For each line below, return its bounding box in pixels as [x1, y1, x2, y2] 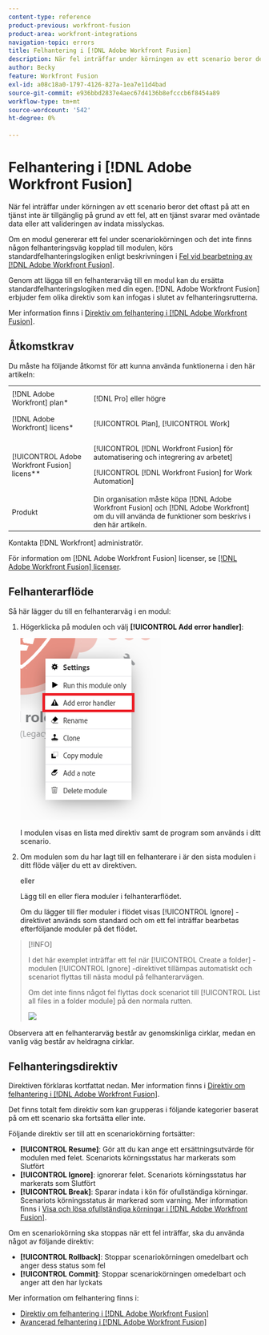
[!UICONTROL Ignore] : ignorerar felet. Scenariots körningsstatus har [19, 1170, 247, 1180]
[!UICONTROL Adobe [11, 451, 82, 461]
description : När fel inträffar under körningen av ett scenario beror [8, 55, 252, 63]
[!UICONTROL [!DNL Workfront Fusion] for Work [93, 468, 252, 477]
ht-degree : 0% [8, 115, 56, 123]
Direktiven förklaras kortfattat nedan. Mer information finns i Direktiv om [8, 1081, 246, 1091]
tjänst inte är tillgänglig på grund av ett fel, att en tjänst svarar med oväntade [8, 210, 260, 220]
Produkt [11, 507, 38, 517]
